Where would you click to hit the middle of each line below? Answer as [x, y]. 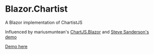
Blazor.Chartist [36, 9]
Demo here [16, 46]
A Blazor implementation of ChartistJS [44, 22]
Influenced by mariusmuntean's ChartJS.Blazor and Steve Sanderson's [77, 32]
